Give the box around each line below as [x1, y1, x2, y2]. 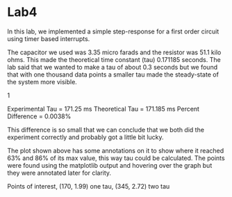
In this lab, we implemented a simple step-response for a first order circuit [7, 27, 219, 36]
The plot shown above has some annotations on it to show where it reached [7, 146, 224, 155]
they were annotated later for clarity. [7, 168, 112, 177]
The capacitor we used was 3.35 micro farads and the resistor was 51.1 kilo [7, 48, 222, 56]
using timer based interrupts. [7, 34, 90, 42]
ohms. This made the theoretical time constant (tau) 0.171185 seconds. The [7, 55, 221, 63]
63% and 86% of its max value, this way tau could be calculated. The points [7, 154, 225, 162]
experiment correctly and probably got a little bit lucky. [7, 133, 165, 141]
